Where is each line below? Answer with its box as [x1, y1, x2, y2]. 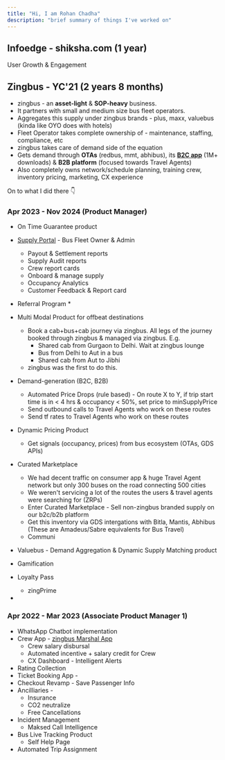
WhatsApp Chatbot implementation [17, 627, 118, 635]
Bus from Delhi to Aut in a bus [37, 348, 123, 357]
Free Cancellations [27, 708, 81, 716]
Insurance [27, 693, 57, 702]
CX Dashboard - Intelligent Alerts [27, 657, 123, 665]
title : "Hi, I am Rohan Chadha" [7, 10, 100, 17]
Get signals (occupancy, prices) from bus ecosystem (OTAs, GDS [27, 439, 215, 448]
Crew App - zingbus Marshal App [17, 634, 113, 643]
